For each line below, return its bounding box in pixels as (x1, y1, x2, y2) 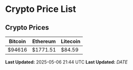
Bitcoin (8, 38, 26, 45)
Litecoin (60, 38, 81, 45)
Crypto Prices (5, 23, 49, 32)
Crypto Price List (5, 3, 76, 15)
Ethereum (32, 38, 56, 45)
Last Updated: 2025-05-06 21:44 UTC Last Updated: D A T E (5, 59, 128, 65)
